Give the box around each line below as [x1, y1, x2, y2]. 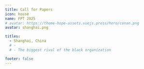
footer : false [5, 56, 34, 61]
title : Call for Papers [5, 7, 53, 12]
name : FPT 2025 [5, 16, 36, 21]
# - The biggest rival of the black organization [9, 47, 111, 52]
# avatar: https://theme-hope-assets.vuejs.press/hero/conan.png [5, 20, 139, 26]
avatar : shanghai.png [5, 25, 49, 30]
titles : [5, 34, 21, 39]
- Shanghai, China [9, 38, 47, 44]
